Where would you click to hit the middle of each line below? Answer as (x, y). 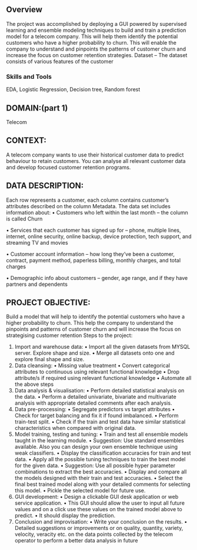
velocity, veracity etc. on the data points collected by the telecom (94, 534)
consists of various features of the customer (60, 61)
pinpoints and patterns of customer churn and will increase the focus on (94, 329)
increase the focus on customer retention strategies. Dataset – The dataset (97, 55)
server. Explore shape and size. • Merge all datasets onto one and (94, 353)
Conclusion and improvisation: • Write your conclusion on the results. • (101, 522)
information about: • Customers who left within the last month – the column (97, 212)
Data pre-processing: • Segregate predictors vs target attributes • (95, 409)
